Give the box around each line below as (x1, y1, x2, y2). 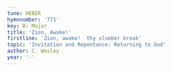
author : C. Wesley (7, 48, 59, 55)
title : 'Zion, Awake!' (7, 28, 72, 36)
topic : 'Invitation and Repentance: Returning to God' (7, 41, 167, 48)
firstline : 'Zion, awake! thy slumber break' (7, 35, 142, 42)
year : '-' (7, 54, 35, 61)
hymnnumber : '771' (7, 16, 59, 23)
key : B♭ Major (7, 22, 48, 29)
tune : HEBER (7, 9, 41, 17)
